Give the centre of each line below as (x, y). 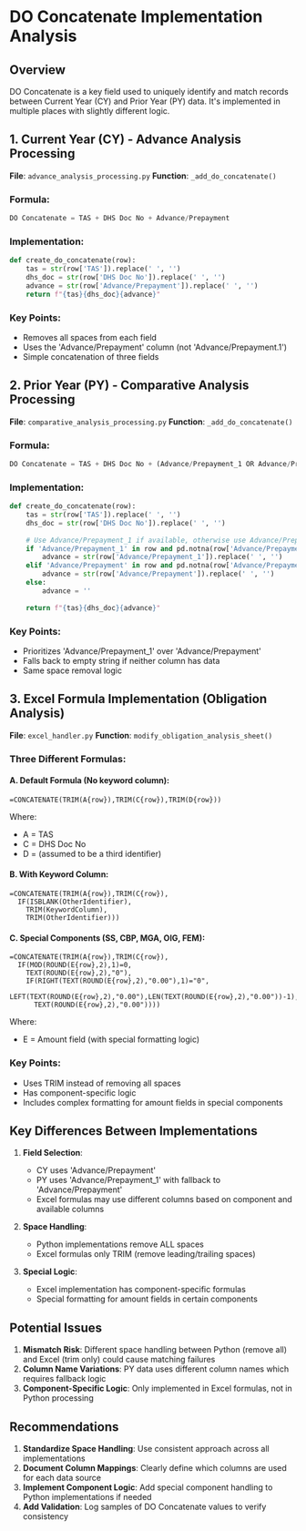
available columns (70, 1209)
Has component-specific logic (79, 1092)
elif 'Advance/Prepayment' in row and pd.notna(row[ (128, 566)
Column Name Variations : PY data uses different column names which (156, 1369)
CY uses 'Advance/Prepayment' (96, 1170)
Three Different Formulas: (68, 759)
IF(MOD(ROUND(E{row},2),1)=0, (75, 965)
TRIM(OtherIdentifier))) (73, 918)
